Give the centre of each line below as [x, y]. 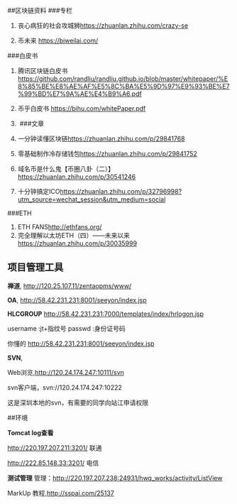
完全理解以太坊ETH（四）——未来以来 [73, 235]
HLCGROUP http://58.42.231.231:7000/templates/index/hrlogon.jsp [106, 314]
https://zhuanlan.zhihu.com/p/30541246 [77, 177]
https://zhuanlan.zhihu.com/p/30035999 [77, 243]
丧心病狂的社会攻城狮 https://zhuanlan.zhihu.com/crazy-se [103, 26]
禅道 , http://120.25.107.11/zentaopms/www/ [70, 285]
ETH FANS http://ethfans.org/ [60, 227]
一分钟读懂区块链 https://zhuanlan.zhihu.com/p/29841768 [101, 138]
